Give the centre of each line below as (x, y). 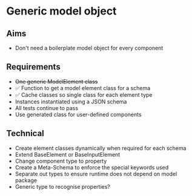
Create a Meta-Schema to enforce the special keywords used (92, 167)
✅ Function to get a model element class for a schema (83, 88)
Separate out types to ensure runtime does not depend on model (96, 174)
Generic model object (61, 11)
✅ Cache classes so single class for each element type (84, 94)
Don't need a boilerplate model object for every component (89, 48)
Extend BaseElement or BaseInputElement (68, 154)
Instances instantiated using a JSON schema (71, 102)
